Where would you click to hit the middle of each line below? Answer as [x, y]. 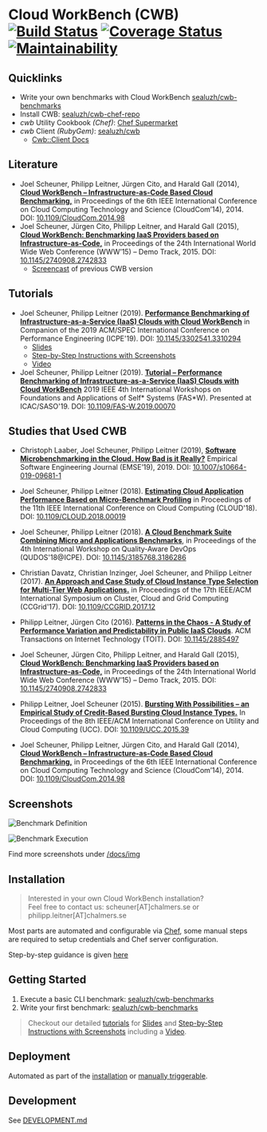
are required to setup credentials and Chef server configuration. [113, 940]
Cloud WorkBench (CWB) [94, 15]
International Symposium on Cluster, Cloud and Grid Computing [124, 598]
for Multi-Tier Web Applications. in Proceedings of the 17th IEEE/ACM [135, 590]
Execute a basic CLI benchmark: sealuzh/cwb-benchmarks [117, 999]
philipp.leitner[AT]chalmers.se [77, 916]
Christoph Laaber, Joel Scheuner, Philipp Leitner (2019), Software [128, 450]
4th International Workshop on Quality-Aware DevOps [108, 549]
